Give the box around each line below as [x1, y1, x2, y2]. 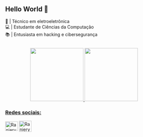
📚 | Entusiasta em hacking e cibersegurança [5, 31, 97, 37]
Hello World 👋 [5, 5, 48, 13]
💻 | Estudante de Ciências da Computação [5, 23, 94, 30]
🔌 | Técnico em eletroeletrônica [5, 18, 70, 24]
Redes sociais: [5, 109, 41, 116]
